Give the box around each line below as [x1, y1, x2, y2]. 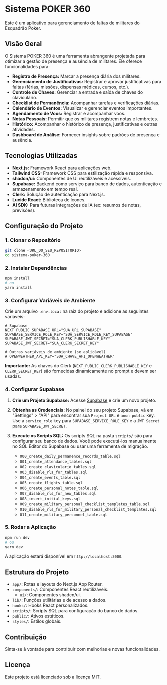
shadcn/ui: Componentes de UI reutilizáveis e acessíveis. [12, 175, 131, 181]
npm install [5, 276, 30, 281]
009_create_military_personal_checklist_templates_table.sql [19, 501, 150, 507]
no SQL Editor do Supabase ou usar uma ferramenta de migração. [12, 443, 149, 449]
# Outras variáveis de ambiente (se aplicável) [5, 350, 106, 355]
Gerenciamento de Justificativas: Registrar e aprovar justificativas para [12, 78, 161, 84]
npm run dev [5, 535, 30, 540]
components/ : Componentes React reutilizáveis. [12, 586, 109, 593]
